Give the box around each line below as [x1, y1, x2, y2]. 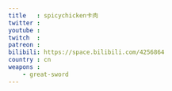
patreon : [8, 41, 41, 49]
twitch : [8, 33, 41, 42]
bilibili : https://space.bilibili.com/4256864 [8, 48, 165, 56]
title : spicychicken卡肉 [8, 11, 99, 20]
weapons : [8, 63, 41, 71]
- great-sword [22, 70, 69, 78]
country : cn [8, 56, 52, 64]
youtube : [8, 26, 41, 34]
